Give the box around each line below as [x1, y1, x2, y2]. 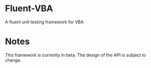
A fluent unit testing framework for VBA [5, 19, 84, 25]
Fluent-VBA [5, 3, 53, 14]
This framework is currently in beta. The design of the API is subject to [5, 52, 147, 58]
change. [5, 57, 22, 63]
